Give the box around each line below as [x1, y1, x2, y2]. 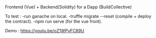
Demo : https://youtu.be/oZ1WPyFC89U [5, 28, 85, 33]
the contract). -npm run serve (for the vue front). [5, 19, 103, 24]
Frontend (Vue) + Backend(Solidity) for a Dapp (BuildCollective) [5, 4, 132, 10]
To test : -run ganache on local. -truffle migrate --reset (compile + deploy [5, 13, 152, 19]
